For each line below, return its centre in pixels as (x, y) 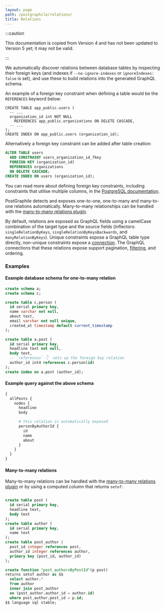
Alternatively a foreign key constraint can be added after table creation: (79, 144)
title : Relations (23, 19)
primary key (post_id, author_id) (45, 556)
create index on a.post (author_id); (44, 372)
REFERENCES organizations (37, 167)
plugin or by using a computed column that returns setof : (64, 487)
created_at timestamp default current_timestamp (61, 326)
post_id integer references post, (45, 547)
